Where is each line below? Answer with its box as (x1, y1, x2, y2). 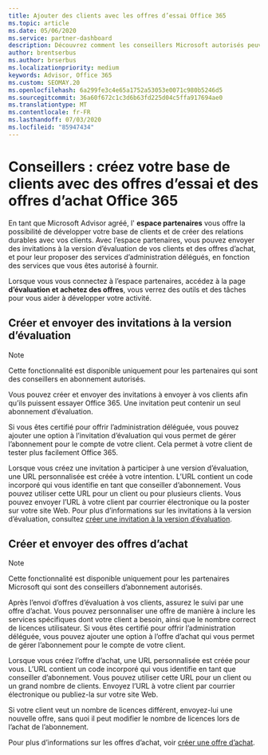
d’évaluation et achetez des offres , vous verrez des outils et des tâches (8, 285, 246, 294)
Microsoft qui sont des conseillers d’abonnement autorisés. (8, 582, 203, 592)
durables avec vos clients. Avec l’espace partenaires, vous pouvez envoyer (8, 235, 255, 245)
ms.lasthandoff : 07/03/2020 (8, 116, 102, 124)
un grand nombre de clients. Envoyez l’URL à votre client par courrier (8, 681, 235, 691)
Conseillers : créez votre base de (8, 158, 231, 176)
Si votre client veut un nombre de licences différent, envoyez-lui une (8, 705, 233, 715)
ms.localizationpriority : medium (8, 64, 120, 72)
